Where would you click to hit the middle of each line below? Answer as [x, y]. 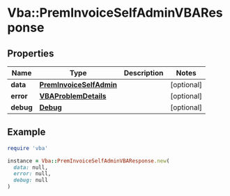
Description [144, 73]
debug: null [31, 180]
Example [26, 132]
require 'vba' [28, 148]
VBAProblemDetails [73, 96]
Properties [31, 53]
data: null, [31, 167]
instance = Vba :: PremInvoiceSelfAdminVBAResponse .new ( [89, 161]
